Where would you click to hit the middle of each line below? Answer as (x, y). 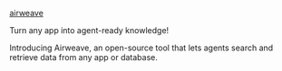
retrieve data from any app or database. (84, 57)
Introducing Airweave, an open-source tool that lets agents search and (141, 48)
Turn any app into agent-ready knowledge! (89, 30)
